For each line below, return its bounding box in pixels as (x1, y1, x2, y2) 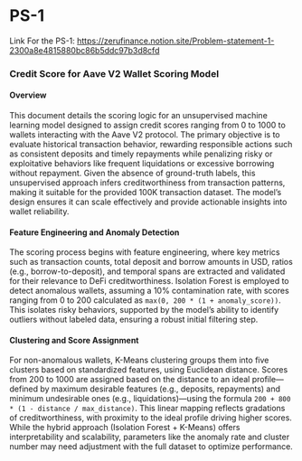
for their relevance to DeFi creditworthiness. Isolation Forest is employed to (9, 276, 289, 287)
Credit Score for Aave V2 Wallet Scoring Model (9, 67, 220, 80)
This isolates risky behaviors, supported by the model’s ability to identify (9, 305, 279, 315)
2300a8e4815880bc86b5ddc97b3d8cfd (9, 44, 160, 55)
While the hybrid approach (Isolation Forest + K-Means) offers (9, 422, 241, 433)
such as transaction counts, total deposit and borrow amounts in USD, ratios (9, 257, 294, 268)
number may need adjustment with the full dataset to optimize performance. (9, 441, 294, 452)
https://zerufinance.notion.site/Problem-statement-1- (76, 35, 275, 46)
